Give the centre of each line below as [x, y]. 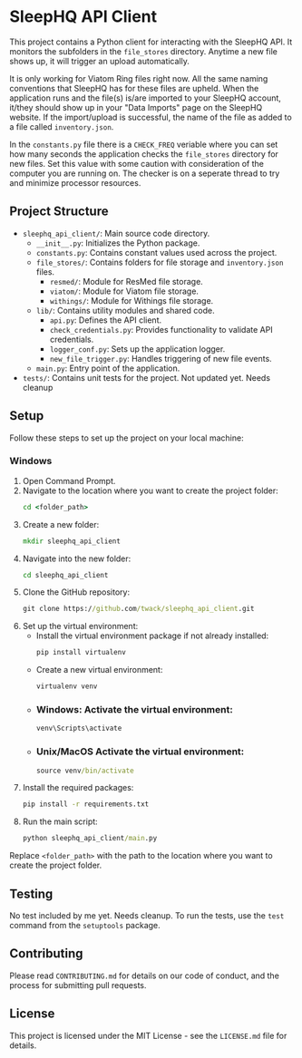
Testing [31, 893]
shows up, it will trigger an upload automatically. [100, 61]
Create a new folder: [61, 524]
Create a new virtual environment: [99, 670]
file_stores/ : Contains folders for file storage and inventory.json [160, 262]
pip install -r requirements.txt [86, 804]
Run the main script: [60, 821]
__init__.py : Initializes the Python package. [118, 243]
